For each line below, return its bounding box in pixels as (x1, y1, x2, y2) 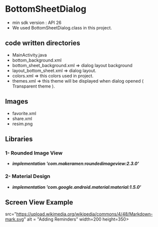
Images (5, 97, 28, 106)
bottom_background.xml (12, 57, 62, 63)
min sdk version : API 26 (12, 20, 62, 25)
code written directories (5, 39, 80, 47)
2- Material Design (5, 173, 51, 180)
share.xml (12, 115, 32, 121)
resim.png (12, 121, 33, 127)
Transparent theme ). (12, 83, 55, 89)
